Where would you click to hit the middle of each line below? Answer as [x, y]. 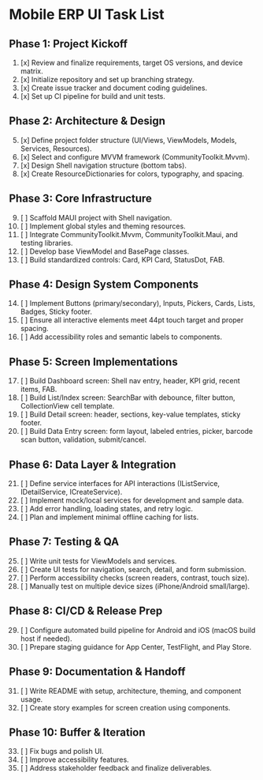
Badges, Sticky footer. [56, 312]
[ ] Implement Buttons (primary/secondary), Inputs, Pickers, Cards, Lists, [137, 303]
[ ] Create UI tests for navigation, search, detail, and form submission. [133, 569]
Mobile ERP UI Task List [87, 15]
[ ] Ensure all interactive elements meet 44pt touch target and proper [132, 320]
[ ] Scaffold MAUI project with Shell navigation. [96, 217]
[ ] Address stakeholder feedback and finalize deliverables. [116, 768]
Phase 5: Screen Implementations [93, 362]
